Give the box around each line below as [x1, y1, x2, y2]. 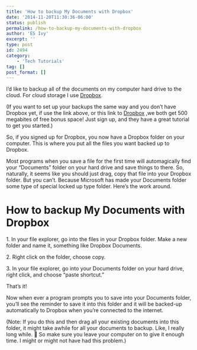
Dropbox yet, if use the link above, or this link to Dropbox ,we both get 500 [6, 110, 188, 117]
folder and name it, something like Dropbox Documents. [6, 242, 142, 249]
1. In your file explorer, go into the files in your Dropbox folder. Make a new [6, 236, 188, 243]
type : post [6, 42, 33, 48]
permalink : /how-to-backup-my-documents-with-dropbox [6, 25, 142, 31]
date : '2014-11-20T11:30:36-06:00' [6, 14, 94, 20]
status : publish [6, 20, 46, 25]
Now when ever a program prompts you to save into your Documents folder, [6, 294, 191, 301]
